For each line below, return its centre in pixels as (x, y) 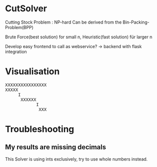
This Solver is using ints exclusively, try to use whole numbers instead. (77, 159)
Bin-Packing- (136, 22)
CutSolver (26, 9)
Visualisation (32, 71)
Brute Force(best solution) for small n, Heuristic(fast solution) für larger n (79, 37)
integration (16, 52)
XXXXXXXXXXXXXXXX (26, 85)
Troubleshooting (40, 129)
